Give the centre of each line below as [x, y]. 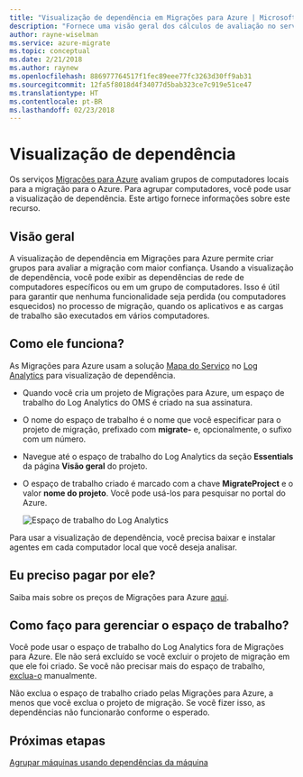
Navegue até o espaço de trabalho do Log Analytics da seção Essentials [158, 456]
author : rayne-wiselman [54, 34]
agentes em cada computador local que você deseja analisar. [123, 547]
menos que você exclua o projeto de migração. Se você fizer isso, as [138, 703]
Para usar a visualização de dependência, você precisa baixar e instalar [142, 537]
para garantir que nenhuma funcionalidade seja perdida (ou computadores [148, 297]
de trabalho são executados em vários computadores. [110, 315]
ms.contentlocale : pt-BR [56, 101]
